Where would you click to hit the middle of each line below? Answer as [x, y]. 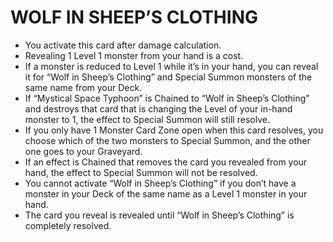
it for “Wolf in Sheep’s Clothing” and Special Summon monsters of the [168, 77]
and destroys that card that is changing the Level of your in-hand [158, 108]
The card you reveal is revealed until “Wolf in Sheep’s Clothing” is [159, 215]
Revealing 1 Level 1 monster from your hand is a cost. [134, 55]
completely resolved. [68, 225]
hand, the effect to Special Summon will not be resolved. [141, 172]
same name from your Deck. [83, 87]
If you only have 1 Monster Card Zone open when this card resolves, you [174, 130]
